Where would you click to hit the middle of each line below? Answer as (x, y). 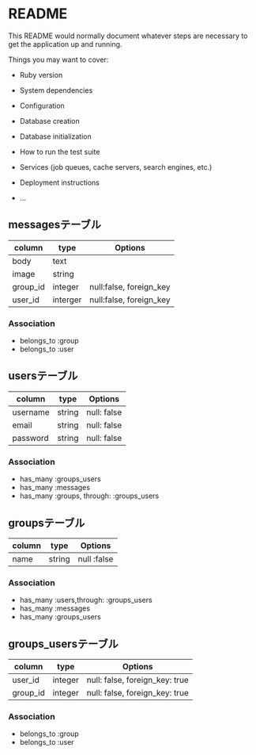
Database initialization (56, 136)
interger (67, 300)
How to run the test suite (60, 151)
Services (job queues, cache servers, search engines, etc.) (116, 167)
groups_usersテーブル (63, 644)
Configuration (42, 105)
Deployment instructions (60, 182)
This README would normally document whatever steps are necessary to (128, 36)
